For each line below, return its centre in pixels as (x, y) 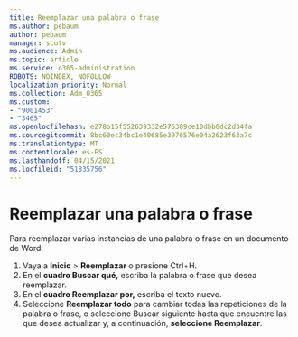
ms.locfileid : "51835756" (58, 169)
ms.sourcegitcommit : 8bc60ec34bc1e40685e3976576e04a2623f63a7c (131, 136)
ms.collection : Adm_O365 (56, 93)
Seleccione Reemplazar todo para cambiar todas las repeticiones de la (154, 304)
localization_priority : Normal (68, 85)
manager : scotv (38, 43)
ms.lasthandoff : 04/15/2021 (62, 160)
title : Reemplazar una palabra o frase (84, 18)
